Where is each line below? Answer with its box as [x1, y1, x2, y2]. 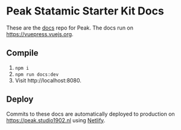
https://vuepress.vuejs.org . [6, 30, 74, 37]
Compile [6, 48, 39, 58]
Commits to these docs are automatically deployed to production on [6, 110, 175, 117]
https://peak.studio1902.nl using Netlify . [6, 116, 106, 124]
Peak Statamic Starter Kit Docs [6, 4, 164, 18]
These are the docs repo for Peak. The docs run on [6, 24, 134, 31]
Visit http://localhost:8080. [14, 76, 81, 84]
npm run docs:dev [14, 71, 59, 78]
